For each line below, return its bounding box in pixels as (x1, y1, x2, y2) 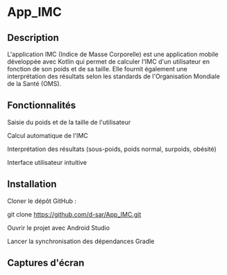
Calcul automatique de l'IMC (7, 131, 88, 139)
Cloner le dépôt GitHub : (7, 197, 77, 205)
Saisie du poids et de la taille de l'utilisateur (7, 118, 131, 126)
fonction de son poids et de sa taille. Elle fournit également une (7, 65, 187, 73)
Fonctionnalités (7, 100, 76, 112)
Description (7, 32, 59, 44)
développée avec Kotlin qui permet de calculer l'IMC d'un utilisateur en (7, 57, 210, 66)
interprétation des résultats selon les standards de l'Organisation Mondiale (7, 72, 221, 80)
